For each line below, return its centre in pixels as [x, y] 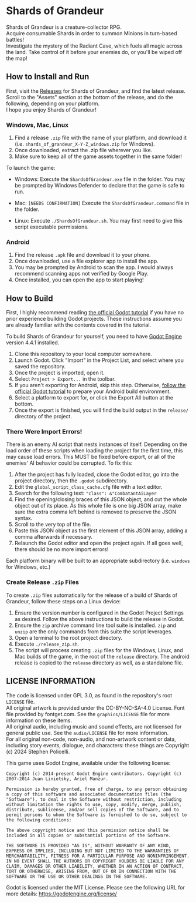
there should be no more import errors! [61, 549]
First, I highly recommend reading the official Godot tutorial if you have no [95, 313]
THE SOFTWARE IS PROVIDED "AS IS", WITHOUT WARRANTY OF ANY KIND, [89, 845]
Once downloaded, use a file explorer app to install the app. [87, 261]
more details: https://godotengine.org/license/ [61, 894]
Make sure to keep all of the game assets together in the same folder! [98, 156]
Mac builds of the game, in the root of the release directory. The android [102, 656]
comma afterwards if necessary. [53, 537]
